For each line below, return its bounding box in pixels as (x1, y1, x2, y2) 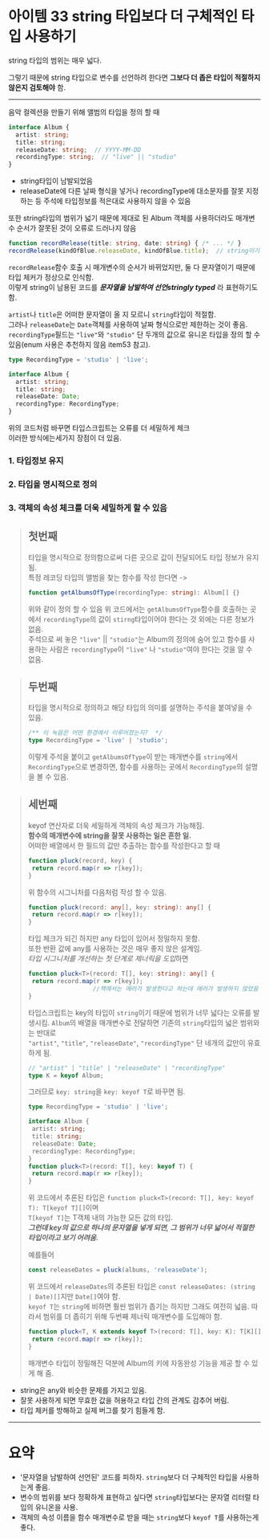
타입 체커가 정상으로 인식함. (8, 272, 94, 282)
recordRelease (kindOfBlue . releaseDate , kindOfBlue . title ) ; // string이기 (8, 247, 260, 255)
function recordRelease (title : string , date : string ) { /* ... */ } (8, 239, 242, 247)
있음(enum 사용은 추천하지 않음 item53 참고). (8, 339, 151, 349)
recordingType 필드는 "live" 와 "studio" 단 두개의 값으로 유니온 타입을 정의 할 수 (8, 329, 261, 339)
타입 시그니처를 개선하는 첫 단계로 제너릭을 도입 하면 (27, 953, 189, 964)
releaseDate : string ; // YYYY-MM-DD (15, 145, 142, 153)
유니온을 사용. (34, 1502, 78, 1512)
